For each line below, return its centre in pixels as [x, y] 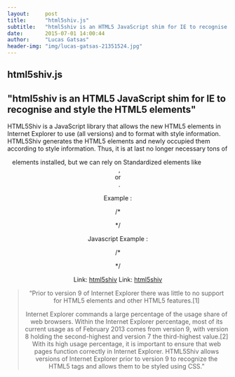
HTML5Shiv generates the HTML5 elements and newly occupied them [109, 142]
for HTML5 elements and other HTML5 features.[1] [127, 301]
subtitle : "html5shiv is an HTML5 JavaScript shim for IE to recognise [117, 27]
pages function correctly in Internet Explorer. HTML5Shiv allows [127, 352]
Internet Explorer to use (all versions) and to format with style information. [114, 134]
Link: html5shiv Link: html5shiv [118, 280]
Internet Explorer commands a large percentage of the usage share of [127, 314]
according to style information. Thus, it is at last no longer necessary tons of [117, 149]
